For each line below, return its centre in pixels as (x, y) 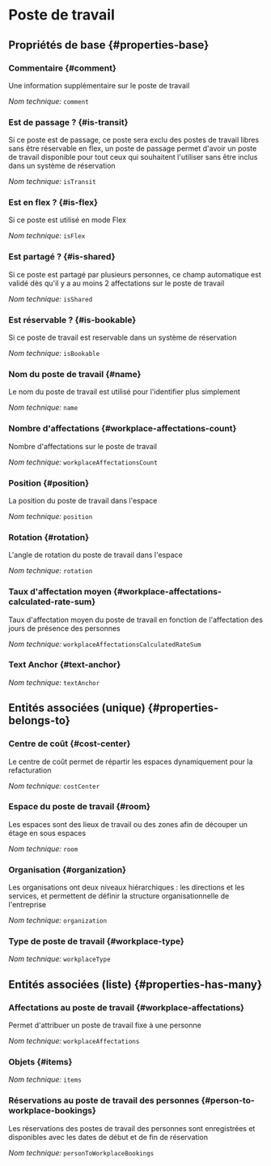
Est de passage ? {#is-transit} (68, 122)
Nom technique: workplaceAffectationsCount (83, 462)
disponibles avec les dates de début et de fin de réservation (108, 1137)
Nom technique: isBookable (54, 354)
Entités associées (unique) (77, 708)
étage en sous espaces (47, 833)
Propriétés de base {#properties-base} (109, 45)
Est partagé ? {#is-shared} (62, 257)
